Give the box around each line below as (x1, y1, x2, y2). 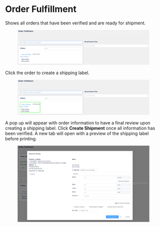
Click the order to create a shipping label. (5, 70, 90, 76)
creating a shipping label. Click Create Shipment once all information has (5, 125, 156, 131)
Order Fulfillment (5, 3, 77, 15)
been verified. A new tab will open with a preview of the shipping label (5, 130, 149, 136)
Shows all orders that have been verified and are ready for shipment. (5, 20, 146, 26)
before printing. (5, 135, 37, 141)
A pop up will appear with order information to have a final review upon (5, 119, 151, 125)
